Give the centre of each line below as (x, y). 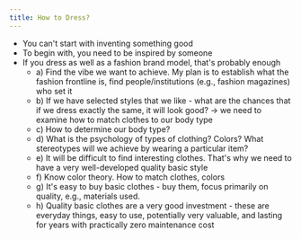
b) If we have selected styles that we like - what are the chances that (163, 101)
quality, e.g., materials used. (88, 196)
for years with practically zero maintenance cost (125, 225)
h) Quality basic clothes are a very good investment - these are (152, 205)
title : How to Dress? (50, 18)
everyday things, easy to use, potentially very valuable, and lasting (159, 215)
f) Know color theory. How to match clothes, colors (130, 177)
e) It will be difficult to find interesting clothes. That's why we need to (164, 157)
